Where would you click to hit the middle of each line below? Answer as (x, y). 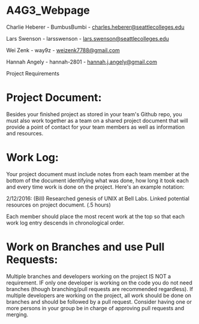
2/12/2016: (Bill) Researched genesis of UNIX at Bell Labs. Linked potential (98, 198)
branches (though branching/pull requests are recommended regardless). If (100, 289)
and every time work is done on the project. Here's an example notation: (95, 187)
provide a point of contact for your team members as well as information (96, 127)
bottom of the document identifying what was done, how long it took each (97, 180)
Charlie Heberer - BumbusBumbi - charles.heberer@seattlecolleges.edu (95, 27)
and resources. (25, 133)
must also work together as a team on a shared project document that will (97, 120)
